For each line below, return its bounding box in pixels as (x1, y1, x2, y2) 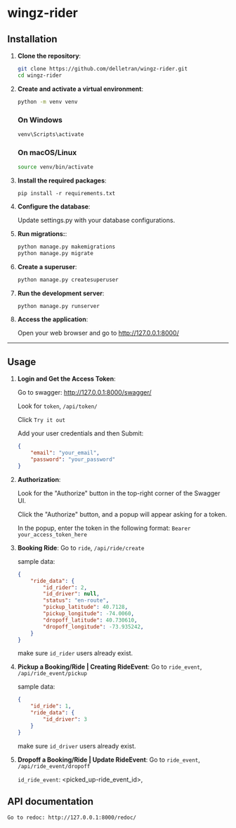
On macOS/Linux (17, 147, 77, 157)
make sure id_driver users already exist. (17, 741, 136, 750)
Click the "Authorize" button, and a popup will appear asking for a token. (17, 509, 227, 519)
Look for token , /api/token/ (17, 402, 98, 410)
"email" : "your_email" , (30, 450, 100, 457)
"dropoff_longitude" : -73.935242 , (43, 623, 144, 630)
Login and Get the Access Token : (17, 375, 116, 383)
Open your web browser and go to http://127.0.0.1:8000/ (17, 329, 179, 338)
